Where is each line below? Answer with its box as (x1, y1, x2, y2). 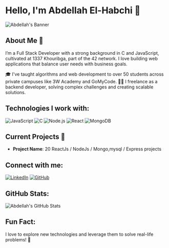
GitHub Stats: (5, 189, 50, 198)
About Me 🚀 (5, 36, 44, 45)
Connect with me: (5, 161, 64, 169)
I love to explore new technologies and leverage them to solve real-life (5, 231, 154, 237)
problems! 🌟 (5, 236, 31, 242)
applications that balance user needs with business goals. (5, 61, 128, 67)
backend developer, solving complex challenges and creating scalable (5, 84, 154, 90)
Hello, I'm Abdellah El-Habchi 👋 (5, 5, 141, 16)
